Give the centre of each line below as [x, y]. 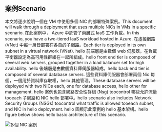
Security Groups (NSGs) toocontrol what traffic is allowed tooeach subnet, [80, 103]
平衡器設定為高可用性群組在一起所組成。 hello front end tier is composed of [81, 57]
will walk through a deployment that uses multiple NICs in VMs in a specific [81, 27]
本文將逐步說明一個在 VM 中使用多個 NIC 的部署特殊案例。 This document [79, 21]
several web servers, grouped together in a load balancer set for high [75, 62]
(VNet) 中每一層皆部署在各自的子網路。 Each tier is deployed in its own [76, 45]
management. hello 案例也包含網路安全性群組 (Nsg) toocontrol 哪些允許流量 [81, 92]
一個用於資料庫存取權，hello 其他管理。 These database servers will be [85, 80]
